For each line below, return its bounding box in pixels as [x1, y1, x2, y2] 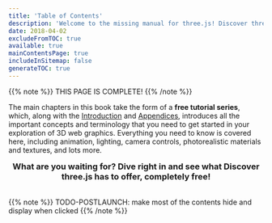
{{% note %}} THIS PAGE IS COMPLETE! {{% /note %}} [8, 86, 193, 96]
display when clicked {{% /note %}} [8, 205, 128, 215]
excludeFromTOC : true [8, 34, 82, 43]
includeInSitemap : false [8, 57, 92, 65]
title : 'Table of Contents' [8, 11, 104, 20]
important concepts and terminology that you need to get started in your [8, 119, 250, 129]
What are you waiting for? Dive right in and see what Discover [11, 161, 261, 172]
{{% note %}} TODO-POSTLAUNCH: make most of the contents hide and [8, 197, 253, 207]
